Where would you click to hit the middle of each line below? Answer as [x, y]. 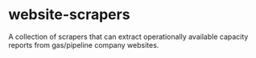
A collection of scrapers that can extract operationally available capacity [128, 37]
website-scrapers [69, 15]
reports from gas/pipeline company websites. [84, 44]
